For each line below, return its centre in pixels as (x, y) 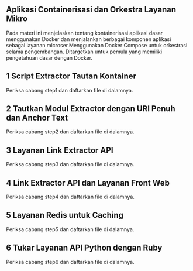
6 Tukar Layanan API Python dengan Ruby (84, 248)
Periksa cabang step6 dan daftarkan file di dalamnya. (70, 262)
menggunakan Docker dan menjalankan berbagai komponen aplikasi (89, 39)
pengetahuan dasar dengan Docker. (49, 57)
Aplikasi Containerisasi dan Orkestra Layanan (91, 10)
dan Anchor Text (37, 118)
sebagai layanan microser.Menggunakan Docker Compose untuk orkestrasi (97, 45)
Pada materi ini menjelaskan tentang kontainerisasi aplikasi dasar (85, 33)
